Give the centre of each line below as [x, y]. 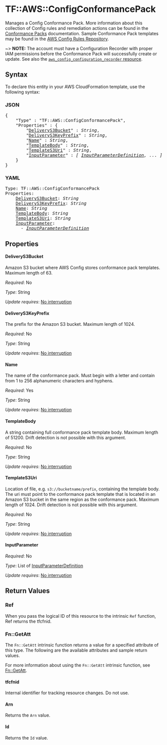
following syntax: [23, 92]
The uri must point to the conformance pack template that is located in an [80, 494]
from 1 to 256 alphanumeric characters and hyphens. [59, 381]
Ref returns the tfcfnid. [28, 621]
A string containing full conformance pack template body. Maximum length [82, 432]
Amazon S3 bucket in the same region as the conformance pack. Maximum [82, 499]
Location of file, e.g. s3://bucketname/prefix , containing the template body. [83, 489]
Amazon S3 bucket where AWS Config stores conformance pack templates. [83, 268]
